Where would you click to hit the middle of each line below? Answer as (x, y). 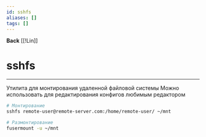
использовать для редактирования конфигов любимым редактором (96, 95)
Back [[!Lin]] (22, 41)
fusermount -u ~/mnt (33, 128)
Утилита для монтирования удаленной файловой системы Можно (93, 88)
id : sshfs (19, 12)
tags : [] (17, 23)
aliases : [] (21, 18)
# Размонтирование (30, 123)
